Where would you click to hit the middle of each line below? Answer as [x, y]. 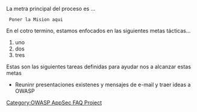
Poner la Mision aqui [36, 20]
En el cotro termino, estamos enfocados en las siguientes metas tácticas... [98, 31]
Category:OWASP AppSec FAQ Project [54, 102]
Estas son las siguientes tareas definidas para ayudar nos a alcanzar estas [99, 66]
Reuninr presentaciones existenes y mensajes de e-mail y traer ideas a [103, 84]
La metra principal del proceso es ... [51, 9]
